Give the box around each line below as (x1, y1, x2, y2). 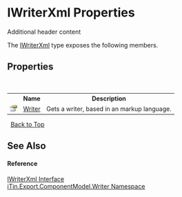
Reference (7, 159, 38, 167)
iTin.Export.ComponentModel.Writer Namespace (7, 182, 145, 190)
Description (92, 94, 126, 103)
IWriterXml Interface (7, 174, 65, 183)
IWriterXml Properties (7, 5, 136, 21)
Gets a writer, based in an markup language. (46, 105, 172, 113)
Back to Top (10, 121, 45, 128)
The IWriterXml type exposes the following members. (7, 41, 159, 49)
